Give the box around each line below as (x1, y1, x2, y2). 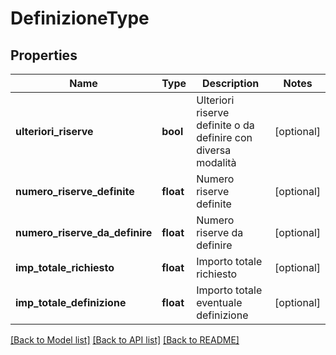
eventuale (196, 296, 243, 309)
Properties (10, 47, 78, 64)
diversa (196, 143, 232, 157)
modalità (196, 156, 237, 169)
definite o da (196, 118, 255, 132)
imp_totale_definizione (15, 296, 127, 309)
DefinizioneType (10, 7, 150, 30)
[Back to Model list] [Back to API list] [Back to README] (10, 334, 240, 346)
